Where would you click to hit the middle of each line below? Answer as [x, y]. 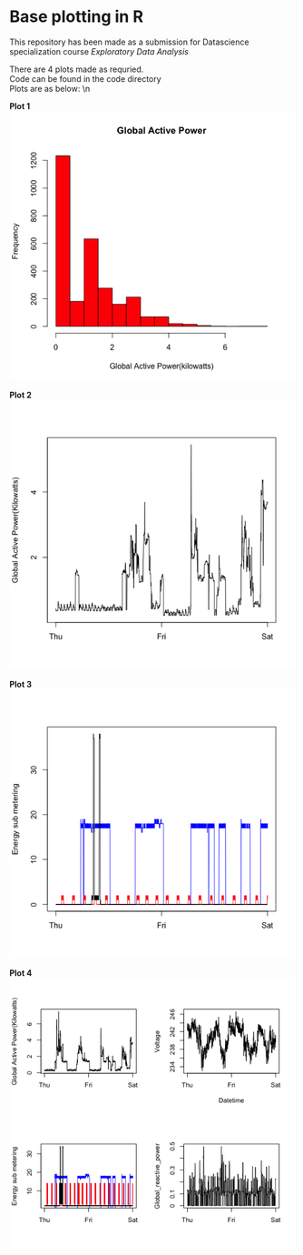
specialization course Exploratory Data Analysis [99, 51]
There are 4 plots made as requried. [77, 69]
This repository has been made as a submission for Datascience [129, 42]
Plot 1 [20, 105]
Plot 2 [20, 395]
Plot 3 [20, 684]
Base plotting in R [76, 17]
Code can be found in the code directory [85, 78]
